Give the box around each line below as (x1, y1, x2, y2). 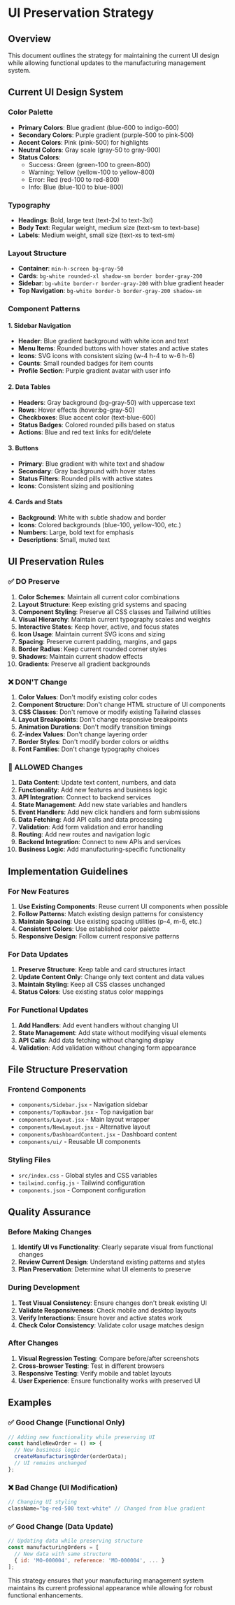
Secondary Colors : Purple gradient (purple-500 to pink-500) (17, 131, 194, 139)
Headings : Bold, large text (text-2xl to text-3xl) (17, 215, 153, 224)
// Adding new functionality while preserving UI (8, 1434, 156, 1441)
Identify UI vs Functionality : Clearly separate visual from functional (17, 1243, 213, 1251)
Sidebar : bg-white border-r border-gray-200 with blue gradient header (17, 279, 225, 287)
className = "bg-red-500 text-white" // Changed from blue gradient (8, 1505, 206, 1512)
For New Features (8, 886, 69, 896)
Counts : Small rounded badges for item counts (17, 359, 154, 368)
